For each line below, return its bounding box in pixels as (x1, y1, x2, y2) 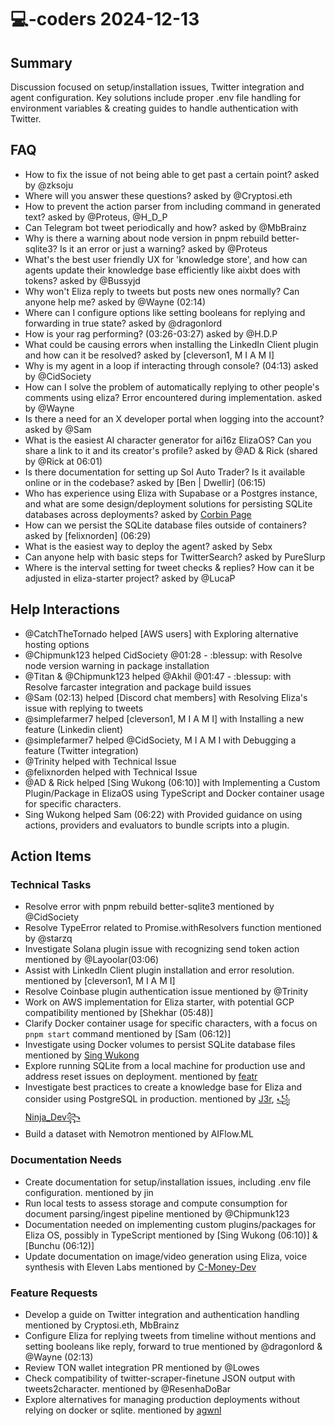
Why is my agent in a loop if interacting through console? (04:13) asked (24, 359, 319, 371)
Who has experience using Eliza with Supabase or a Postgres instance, (24, 487, 318, 499)
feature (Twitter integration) (24, 744, 139, 756)
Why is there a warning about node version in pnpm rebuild (24, 232, 270, 244)
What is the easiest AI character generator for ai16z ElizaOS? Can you (24, 434, 312, 446)
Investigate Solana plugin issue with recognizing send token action (24, 943, 300, 955)
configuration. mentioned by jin (24, 1186, 154, 1198)
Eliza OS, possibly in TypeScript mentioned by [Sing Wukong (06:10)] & (24, 1229, 318, 1241)
